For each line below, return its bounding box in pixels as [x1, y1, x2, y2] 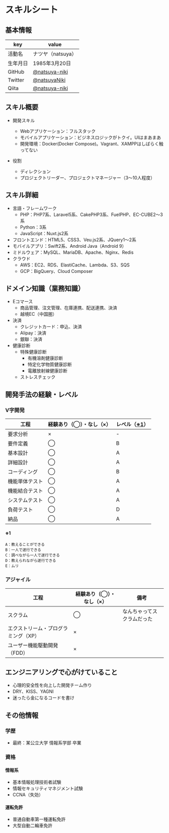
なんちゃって [122, 607, 152, 614]
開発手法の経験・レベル [5, 390, 78, 399]
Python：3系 [20, 224, 47, 230]
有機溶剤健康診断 [27, 355, 63, 361]
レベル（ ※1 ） [116, 421, 149, 428]
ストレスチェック [20, 374, 56, 380]
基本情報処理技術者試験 [12, 779, 61, 785]
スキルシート [5, 4, 59, 16]
